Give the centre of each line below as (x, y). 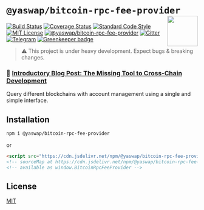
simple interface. (27, 100)
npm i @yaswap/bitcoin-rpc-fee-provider (58, 134)
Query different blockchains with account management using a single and (99, 94)
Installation (28, 119)
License (22, 186)
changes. (33, 57)
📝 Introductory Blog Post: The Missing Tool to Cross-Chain (94, 73)
